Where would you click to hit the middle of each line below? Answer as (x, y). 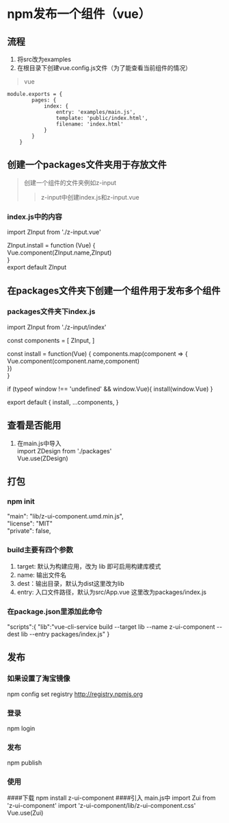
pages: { (44, 100)
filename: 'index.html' (90, 124)
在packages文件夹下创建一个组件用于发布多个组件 (114, 290)
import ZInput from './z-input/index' (57, 327)
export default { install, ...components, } (63, 402)
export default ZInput (37, 267)
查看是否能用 (34, 426)
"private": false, (29, 531)
